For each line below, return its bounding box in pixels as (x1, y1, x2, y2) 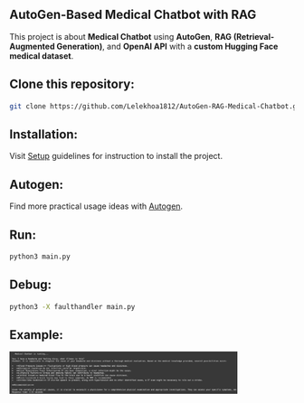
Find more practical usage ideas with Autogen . (9, 201, 184, 211)
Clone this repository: (9, 77, 135, 92)
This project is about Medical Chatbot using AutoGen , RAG (9, 31, 233, 42)
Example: (9, 327, 63, 342)
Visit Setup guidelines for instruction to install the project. (9, 151, 223, 162)
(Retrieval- (233, 31, 275, 42)
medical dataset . (9, 50, 74, 61)
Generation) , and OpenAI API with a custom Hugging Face (56, 41, 279, 52)
